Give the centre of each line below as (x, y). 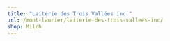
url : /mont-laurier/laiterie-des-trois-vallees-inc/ (85, 20)
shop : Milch (24, 26)
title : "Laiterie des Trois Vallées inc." (70, 14)
